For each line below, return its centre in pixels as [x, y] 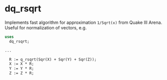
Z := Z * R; [22, 73]
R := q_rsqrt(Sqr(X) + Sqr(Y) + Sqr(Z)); [53, 59]
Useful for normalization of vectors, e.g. [46, 27]
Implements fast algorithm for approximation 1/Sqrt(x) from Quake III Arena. [83, 22]
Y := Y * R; [22, 69]
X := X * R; [22, 64]
